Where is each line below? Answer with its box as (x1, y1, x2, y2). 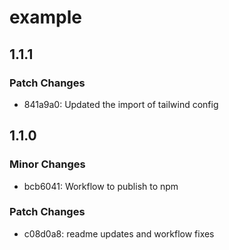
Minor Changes (9, 157, 86, 171)
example (9, 6, 83, 29)
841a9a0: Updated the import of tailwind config (23, 98, 219, 110)
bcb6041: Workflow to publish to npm (23, 180, 179, 192)
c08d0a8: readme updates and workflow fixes (23, 227, 215, 240)
